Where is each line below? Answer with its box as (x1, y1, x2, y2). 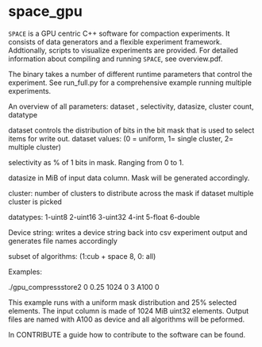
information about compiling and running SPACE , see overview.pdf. (8, 54, 223, 64)
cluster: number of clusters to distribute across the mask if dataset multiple (8, 188, 254, 198)
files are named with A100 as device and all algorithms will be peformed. (8, 314, 245, 324)
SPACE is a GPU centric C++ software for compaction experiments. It (8, 29, 230, 38)
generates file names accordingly (8, 236, 118, 245)
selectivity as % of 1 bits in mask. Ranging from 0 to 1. (8, 157, 184, 167)
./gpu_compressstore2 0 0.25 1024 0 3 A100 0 (8, 282, 160, 291)
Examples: (8, 267, 42, 276)
